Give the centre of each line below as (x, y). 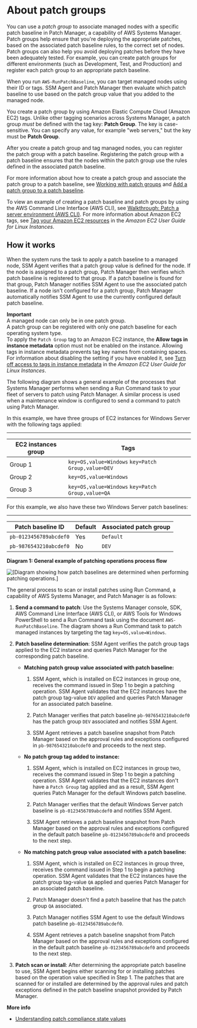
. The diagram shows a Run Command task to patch (119, 626)
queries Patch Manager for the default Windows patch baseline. (109, 793)
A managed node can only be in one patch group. (66, 320)
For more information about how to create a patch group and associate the (96, 178)
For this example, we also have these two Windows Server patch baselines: (97, 507)
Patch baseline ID (40, 527)
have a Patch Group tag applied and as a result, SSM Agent (103, 786)
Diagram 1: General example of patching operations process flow (87, 560)
